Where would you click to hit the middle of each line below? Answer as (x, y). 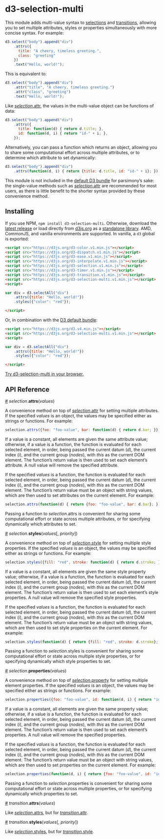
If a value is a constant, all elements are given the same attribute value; (76, 439)
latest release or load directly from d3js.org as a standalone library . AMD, (79, 228)
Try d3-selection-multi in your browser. (44, 374)
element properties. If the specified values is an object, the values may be (79, 686)
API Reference (27, 389)
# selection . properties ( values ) (36, 671)
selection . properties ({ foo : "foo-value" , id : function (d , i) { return (78, 700)
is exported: (17, 239)
